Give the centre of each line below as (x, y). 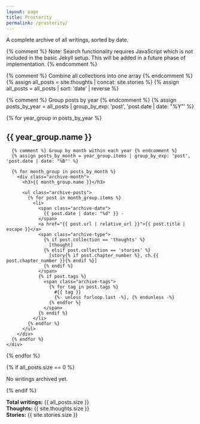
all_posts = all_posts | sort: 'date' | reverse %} (63, 89)
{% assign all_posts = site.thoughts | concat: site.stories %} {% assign (93, 82)
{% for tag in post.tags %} (84, 287)
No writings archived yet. (37, 379)
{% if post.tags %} (62, 277)
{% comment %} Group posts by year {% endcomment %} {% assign (91, 100)
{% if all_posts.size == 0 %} (41, 367)
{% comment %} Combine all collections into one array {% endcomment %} (99, 76)
